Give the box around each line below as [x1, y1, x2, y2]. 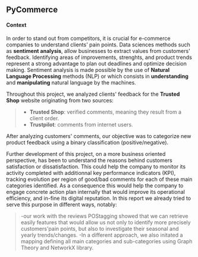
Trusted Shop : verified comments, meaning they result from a [29, 108, 182, 115]
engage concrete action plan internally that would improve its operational [6, 188, 186, 195]
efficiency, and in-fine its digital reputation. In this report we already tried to [6, 195, 191, 202]
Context [6, 21, 27, 29]
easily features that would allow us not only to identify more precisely [20, 218, 191, 225]
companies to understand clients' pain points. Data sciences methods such [6, 41, 190, 48]
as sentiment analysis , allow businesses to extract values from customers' [6, 47, 190, 54]
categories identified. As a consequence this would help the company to [6, 181, 184, 189]
